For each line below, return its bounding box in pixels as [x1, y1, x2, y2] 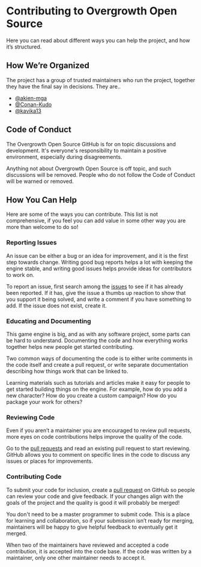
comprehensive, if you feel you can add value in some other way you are [6, 217, 186, 224]
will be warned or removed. [6, 177, 74, 185]
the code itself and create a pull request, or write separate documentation [6, 361, 189, 368]
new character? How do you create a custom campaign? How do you [6, 391, 177, 399]
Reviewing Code [6, 413, 55, 421]
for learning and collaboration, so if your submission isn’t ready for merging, [6, 517, 194, 524]
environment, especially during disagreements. [6, 153, 122, 160]
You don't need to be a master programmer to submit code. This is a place [6, 511, 190, 518]
